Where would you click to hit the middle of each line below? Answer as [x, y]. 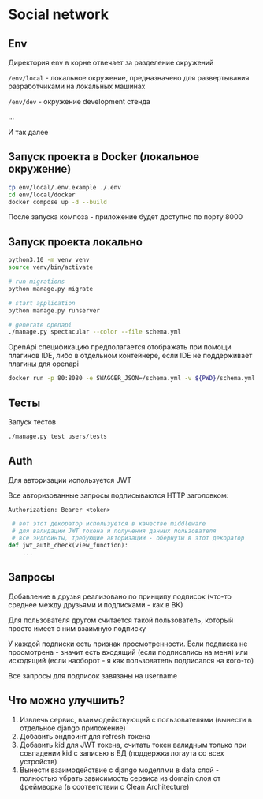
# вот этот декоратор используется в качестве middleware [109, 523]
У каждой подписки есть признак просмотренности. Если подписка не [128, 644]
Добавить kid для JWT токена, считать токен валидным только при [133, 745]
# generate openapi [40, 325]
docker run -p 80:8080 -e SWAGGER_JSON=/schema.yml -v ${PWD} [112, 379]
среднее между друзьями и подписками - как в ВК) [96, 604]
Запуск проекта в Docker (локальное [104, 157]
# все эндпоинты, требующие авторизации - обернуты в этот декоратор [128, 538]
